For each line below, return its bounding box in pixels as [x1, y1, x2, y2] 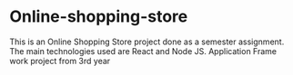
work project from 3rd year [9, 55, 111, 66]
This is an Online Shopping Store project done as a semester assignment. [9, 36, 285, 47]
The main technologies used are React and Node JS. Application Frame [9, 45, 278, 56]
